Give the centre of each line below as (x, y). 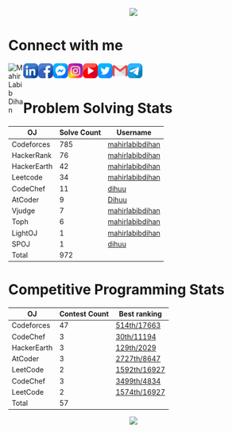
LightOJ (25, 233)
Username (134, 132)
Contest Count (84, 314)
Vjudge (23, 211)
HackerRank (32, 155)
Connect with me (66, 46)
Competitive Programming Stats (116, 289)
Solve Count (80, 132)
